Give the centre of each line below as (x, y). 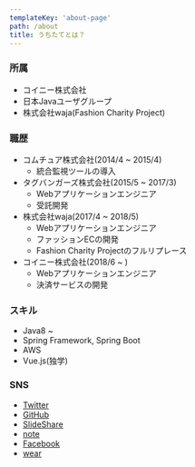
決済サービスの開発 (72, 284)
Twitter (36, 404)
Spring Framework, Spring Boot (81, 341)
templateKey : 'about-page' (60, 18)
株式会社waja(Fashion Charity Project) (94, 112)
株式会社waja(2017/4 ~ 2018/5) (80, 216)
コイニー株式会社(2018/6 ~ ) (75, 262)
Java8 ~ (38, 331)
